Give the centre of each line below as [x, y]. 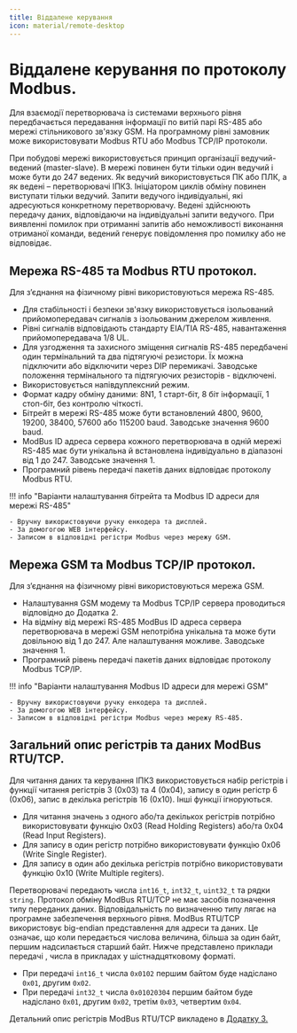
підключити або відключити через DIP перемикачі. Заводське [140, 366]
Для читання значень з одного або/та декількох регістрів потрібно [148, 816]
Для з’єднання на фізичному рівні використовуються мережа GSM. [137, 586]
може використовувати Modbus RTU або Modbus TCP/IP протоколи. [138, 141]
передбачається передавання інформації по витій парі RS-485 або [136, 122]
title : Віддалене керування [61, 17]
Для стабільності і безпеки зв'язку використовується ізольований [148, 309]
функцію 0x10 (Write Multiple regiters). [93, 873]
